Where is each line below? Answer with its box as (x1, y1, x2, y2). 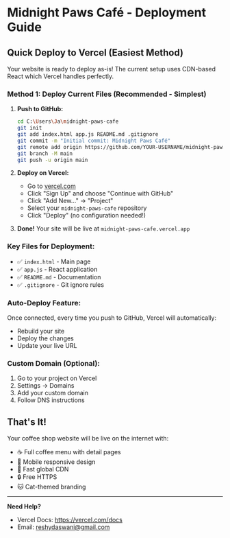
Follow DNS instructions (16, 396, 85, 404)
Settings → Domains (16, 382, 75, 390)
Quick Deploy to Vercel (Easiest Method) (7, 47, 183, 58)
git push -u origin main (16, 156, 88, 163)
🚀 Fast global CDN (16, 465, 69, 473)
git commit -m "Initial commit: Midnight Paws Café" (16, 137, 171, 144)
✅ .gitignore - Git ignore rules (16, 280, 105, 289)
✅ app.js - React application (16, 265, 98, 273)
